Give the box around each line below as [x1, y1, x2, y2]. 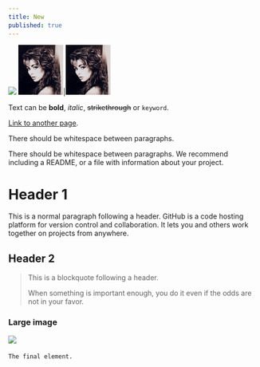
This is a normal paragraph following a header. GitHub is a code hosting [8, 211, 244, 221]
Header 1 [8, 185, 68, 203]
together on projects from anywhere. [8, 228, 129, 239]
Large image [8, 317, 57, 328]
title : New [8, 13, 45, 21]
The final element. [8, 352, 73, 361]
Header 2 [8, 251, 56, 265]
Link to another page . [8, 118, 79, 128]
